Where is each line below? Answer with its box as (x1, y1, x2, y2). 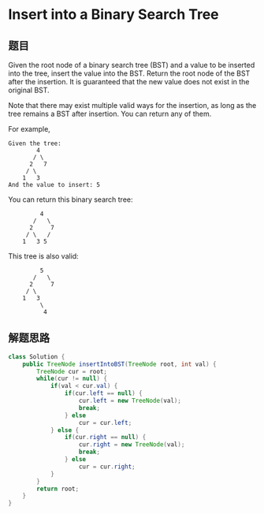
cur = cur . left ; (78, 419, 132, 426)
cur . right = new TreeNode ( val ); (78, 441, 185, 449)
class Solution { (8, 352, 65, 360)
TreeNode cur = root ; (36, 367, 108, 375)
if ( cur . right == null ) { (64, 434, 147, 441)
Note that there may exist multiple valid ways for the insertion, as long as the (8, 101, 257, 110)
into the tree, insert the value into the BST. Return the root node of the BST (8, 69, 251, 78)
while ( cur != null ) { (36, 374, 108, 383)
